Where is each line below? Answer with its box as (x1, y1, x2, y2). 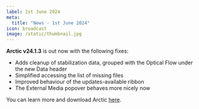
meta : (6, 14, 20, 20)
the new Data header (14, 65, 67, 72)
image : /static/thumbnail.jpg (6, 31, 82, 37)
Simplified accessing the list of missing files (14, 72, 124, 79)
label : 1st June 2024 (6, 8, 61, 15)
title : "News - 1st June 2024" (11, 20, 90, 26)
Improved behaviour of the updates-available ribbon (14, 78, 144, 86)
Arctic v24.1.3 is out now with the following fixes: (6, 47, 129, 54)
